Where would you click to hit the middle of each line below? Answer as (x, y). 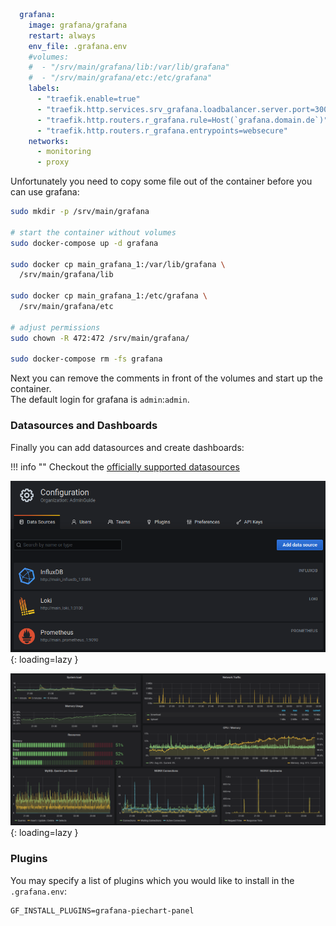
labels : (44, 89)
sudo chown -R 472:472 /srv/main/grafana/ (100, 338)
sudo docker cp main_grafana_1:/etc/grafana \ (109, 296)
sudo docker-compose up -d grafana (84, 243)
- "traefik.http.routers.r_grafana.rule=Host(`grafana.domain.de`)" (182, 120)
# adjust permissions (55, 327)
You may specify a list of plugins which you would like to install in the (152, 880)
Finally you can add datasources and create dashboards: (127, 447)
